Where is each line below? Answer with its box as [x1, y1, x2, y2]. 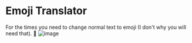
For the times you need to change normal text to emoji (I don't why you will [5, 24, 186, 31]
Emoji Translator [5, 4, 87, 18]
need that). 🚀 [5, 29, 37, 37]
